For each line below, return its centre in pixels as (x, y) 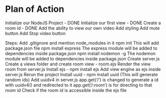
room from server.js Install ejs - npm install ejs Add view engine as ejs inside (83, 69)
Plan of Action (35, 9)
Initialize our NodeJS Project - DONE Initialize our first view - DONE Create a (83, 23)
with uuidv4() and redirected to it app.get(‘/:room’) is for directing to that (79, 85)
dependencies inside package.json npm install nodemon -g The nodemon (81, 53)
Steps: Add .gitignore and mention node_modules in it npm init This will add (82, 43)
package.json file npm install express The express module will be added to (81, 48)
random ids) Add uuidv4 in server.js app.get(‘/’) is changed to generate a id (82, 80)
